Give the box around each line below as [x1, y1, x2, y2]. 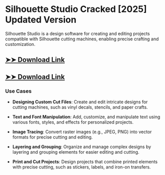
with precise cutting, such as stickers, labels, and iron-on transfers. [12, 164, 151, 170]
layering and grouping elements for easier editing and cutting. [12, 149, 140, 155]
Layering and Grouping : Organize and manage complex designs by [12, 144, 151, 150]
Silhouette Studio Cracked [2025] [5, 3, 147, 15]
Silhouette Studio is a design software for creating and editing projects [5, 30, 150, 36]
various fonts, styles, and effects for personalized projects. [12, 119, 134, 125]
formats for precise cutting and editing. [12, 134, 93, 140]
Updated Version [5, 14, 77, 25]
